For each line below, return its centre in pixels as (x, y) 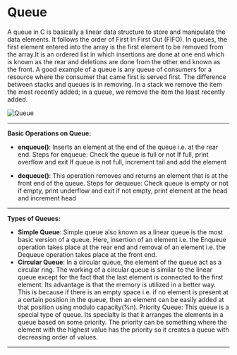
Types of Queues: (34, 218)
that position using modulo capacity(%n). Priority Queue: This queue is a (123, 307)
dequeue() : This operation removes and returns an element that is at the (123, 175)
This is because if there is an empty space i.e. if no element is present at (123, 292)
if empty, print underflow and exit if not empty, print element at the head (122, 191)
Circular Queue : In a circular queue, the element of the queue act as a (120, 262)
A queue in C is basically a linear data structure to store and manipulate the (116, 32)
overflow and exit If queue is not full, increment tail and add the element (122, 162)
